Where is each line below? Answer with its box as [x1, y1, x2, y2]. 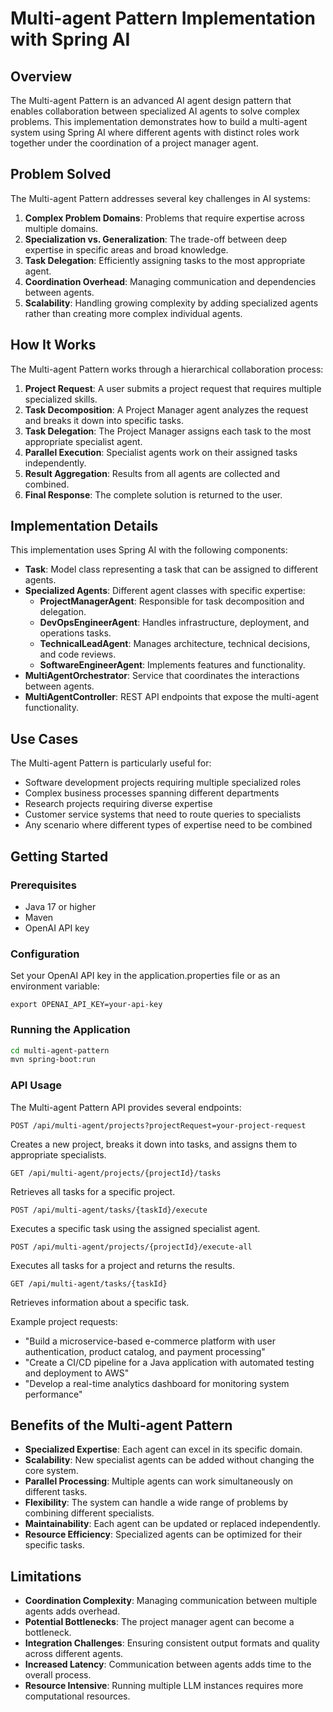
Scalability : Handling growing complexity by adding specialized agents [24, 297, 319, 309]
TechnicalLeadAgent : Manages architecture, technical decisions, [39, 638, 311, 650]
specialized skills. [24, 393, 98, 405]
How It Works [10, 337, 97, 354]
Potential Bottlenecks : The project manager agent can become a [24, 1616, 295, 1628]
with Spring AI [10, 28, 131, 51]
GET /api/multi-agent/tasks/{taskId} [10, 1278, 168, 1289]
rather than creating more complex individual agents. [24, 307, 243, 319]
